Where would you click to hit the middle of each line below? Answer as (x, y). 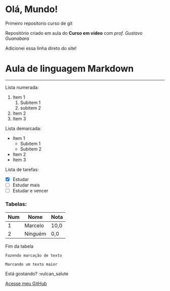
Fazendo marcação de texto (34, 256)
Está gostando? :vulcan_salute (37, 274)
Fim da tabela (19, 247)
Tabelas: (16, 204)
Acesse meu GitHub (26, 283)
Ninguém (35, 234)
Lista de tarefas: (22, 169)
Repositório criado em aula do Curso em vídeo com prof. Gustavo (74, 33)
